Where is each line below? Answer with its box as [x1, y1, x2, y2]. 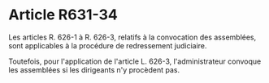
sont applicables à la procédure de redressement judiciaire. [8, 40, 207, 50]
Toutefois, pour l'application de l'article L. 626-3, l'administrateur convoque [8, 56, 262, 66]
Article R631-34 [8, 6, 118, 24]
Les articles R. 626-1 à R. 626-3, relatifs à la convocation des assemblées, [8, 32, 257, 42]
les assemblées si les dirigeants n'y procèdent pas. [8, 64, 180, 74]
